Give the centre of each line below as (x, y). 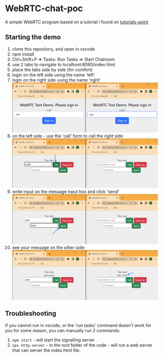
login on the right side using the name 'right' (56, 80)
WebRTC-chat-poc (44, 9)
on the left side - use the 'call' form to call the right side (67, 136)
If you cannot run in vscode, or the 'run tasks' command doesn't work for (78, 325)
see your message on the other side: (49, 248)
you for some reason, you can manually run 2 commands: (63, 330)
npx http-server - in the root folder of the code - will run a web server (82, 345)
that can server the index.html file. (46, 350)
